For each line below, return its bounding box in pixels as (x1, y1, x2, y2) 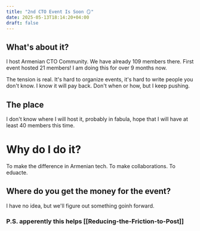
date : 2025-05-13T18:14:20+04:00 (6, 14, 90, 20)
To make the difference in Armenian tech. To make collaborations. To (6, 162, 176, 169)
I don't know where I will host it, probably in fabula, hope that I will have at (6, 115, 188, 123)
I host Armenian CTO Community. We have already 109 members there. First (6, 58, 194, 65)
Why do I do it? (6, 143, 82, 156)
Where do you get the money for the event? (6, 186, 171, 196)
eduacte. (6, 169, 28, 176)
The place (6, 99, 44, 110)
